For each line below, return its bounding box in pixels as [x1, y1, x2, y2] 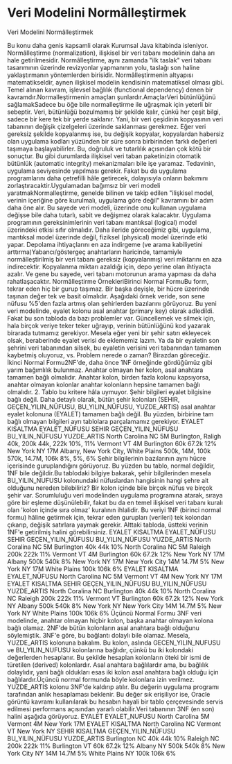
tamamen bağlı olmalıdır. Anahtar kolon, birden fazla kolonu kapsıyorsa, [7, 373, 211, 381]
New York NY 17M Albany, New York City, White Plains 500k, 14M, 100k [7, 446, 211, 455]
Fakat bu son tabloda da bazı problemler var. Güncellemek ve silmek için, [7, 314, 216, 322]
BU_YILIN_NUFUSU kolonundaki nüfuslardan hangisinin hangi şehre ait [7, 476, 209, 484]
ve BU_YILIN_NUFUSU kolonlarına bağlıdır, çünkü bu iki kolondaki [7, 645, 194, 654]
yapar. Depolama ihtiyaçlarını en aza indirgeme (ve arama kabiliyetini [7, 240, 203, 248]
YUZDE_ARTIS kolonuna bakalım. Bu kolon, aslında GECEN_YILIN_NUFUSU [7, 638, 221, 647]
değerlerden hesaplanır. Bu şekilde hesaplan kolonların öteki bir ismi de [7, 653, 211, 661]
